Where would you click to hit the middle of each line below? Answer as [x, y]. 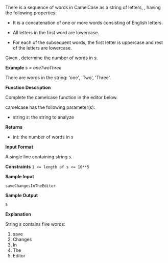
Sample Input [20, 176]
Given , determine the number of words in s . [52, 58]
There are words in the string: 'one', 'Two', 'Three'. [58, 78]
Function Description [28, 87]
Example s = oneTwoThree [33, 68]
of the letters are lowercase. [42, 48]
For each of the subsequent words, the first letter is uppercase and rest [88, 42]
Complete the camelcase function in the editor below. [62, 97]
